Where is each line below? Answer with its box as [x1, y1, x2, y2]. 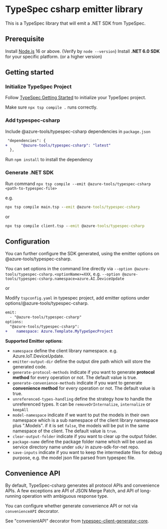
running [5, 493, 22, 499]
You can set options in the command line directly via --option [5, 266, 132, 272]
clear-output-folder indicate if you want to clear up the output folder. [12, 433, 157, 439]
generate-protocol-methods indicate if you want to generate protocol [12, 369, 155, 375]
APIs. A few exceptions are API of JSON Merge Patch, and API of [5, 488, 139, 494]
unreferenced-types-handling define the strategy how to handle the [12, 396, 152, 402]
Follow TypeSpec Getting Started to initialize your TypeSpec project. [5, 95, 146, 101]
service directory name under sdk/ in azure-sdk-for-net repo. [12, 444, 139, 450]
